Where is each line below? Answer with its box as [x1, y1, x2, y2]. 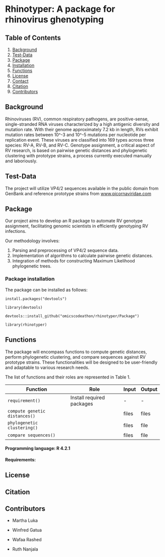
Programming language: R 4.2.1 [5, 446, 70, 451]
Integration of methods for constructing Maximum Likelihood [12, 258, 135, 264]
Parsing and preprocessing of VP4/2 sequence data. [12, 248, 119, 254]
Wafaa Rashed [12, 537, 42, 543]
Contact [12, 78, 28, 84]
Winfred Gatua [12, 527, 42, 533]
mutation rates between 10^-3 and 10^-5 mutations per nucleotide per [5, 132, 146, 138]
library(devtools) [5, 305, 43, 310]
